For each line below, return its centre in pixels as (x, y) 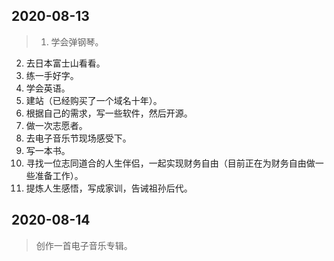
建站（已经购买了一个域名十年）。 (94, 100)
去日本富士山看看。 (65, 63)
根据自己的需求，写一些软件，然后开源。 (109, 113)
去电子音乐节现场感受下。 (78, 138)
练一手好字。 (52, 75)
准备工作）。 (59, 175)
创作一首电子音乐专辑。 (84, 245)
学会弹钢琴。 (77, 41)
